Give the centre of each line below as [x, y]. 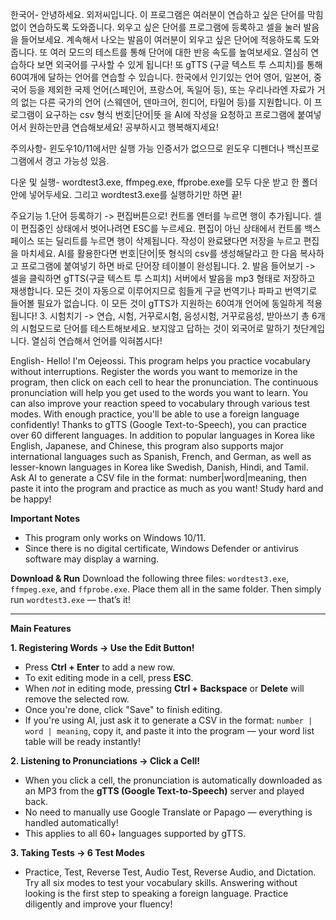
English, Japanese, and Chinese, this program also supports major [147, 446]
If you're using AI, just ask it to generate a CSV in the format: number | [168, 720]
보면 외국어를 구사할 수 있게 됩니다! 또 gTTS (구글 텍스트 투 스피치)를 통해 [179, 64]
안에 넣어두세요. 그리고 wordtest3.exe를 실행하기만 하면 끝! [126, 194]
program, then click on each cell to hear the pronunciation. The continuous [164, 382]
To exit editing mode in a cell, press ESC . [109, 677]
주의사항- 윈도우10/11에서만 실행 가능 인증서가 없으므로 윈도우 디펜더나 [147, 148]
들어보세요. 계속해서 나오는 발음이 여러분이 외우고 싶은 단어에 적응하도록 [161, 39]
